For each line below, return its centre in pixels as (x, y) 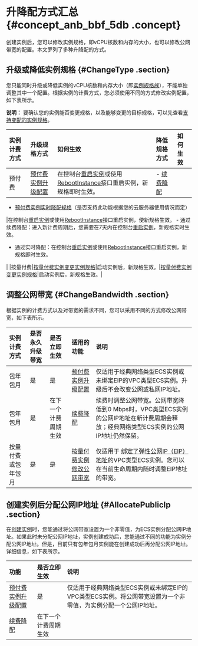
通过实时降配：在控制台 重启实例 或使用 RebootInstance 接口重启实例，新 (101, 247)
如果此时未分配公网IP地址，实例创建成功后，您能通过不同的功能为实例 (101, 537)
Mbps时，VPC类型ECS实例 (151, 409)
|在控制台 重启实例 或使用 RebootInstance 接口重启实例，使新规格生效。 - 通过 (98, 219)
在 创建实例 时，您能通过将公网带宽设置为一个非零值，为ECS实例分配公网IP (96, 529)
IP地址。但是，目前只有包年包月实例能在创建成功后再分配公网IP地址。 (106, 544)
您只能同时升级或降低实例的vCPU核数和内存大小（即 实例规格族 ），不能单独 (97, 85)
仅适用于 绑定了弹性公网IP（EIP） (142, 451)
